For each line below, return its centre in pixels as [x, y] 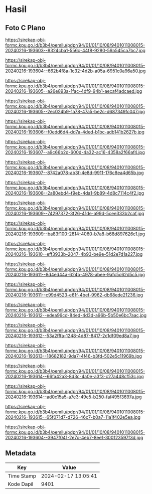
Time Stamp [22, 476]
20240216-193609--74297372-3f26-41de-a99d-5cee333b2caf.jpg [75, 213]
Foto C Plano [25, 28]
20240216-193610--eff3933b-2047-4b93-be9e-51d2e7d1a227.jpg [74, 254]
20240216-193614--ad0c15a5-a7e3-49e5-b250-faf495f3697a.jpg [73, 397]
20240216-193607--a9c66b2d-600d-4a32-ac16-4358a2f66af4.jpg [75, 152]
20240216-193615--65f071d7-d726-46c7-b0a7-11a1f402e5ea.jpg [73, 417]
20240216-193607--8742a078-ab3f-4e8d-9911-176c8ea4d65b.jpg [74, 173]
